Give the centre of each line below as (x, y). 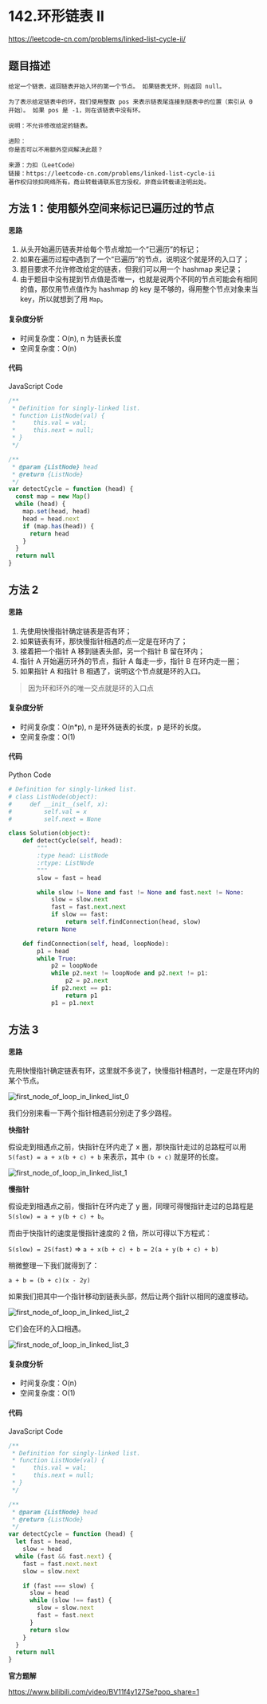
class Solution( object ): (49, 834)
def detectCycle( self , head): (73, 841)
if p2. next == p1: (81, 988)
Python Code (30, 775)
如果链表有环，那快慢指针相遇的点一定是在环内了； (104, 641)
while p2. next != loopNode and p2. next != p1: (130, 973)
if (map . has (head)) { (58, 526)
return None (57, 929)
